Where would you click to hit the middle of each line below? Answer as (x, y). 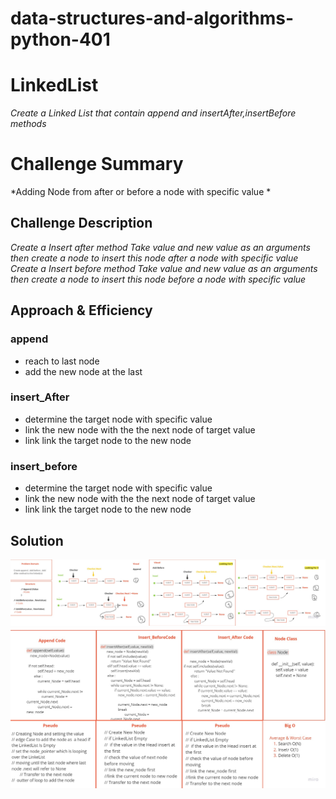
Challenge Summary (97, 164)
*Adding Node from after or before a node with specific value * (141, 192)
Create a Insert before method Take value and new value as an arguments (164, 268)
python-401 (60, 39)
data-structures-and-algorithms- (152, 18)
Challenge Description (81, 223)
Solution (37, 540)
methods (28, 124)
